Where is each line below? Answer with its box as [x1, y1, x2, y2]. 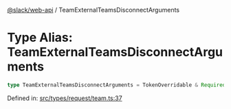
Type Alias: [7, 30, 74, 45]
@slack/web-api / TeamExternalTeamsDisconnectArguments [7, 6, 180, 14]
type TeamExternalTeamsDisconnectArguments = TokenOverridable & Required [7, 82, 226, 88]
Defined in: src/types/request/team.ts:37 [7, 94, 122, 102]
